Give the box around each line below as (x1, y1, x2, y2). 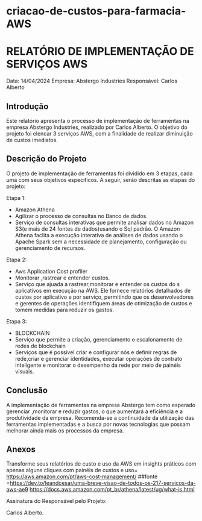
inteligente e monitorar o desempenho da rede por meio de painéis (14, 361, 181, 369)
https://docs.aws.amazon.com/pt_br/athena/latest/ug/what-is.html (29, 486, 195, 493)
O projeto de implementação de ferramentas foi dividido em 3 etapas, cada (6, 170, 193, 177)
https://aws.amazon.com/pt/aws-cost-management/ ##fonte (6, 473, 158, 480)
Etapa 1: (6, 194, 26, 201)
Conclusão (6, 385, 48, 396)
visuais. (14, 367, 34, 375)
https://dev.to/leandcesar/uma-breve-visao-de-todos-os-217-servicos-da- (10, 479, 196, 487)
